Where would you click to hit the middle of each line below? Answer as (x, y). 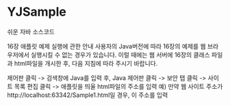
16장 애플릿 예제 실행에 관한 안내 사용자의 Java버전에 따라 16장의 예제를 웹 (107, 46)
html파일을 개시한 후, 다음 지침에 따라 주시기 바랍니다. (86, 63)
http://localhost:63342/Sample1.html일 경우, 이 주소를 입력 (88, 95)
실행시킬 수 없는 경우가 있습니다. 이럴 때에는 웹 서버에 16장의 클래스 (120, 55)
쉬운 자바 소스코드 (31, 31)
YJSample (37, 12)
